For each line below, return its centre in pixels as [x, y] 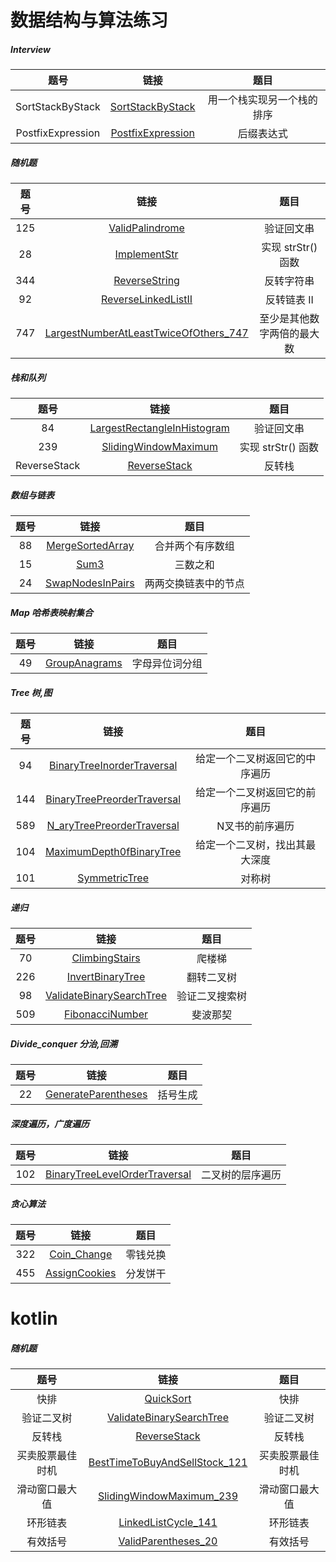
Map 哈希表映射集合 [52, 612]
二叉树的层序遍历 [241, 1174]
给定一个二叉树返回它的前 [256, 792]
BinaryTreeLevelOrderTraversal [118, 1174]
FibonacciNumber [106, 1014]
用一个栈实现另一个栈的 [262, 100]
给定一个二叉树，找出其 [251, 844]
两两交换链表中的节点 [194, 584]
